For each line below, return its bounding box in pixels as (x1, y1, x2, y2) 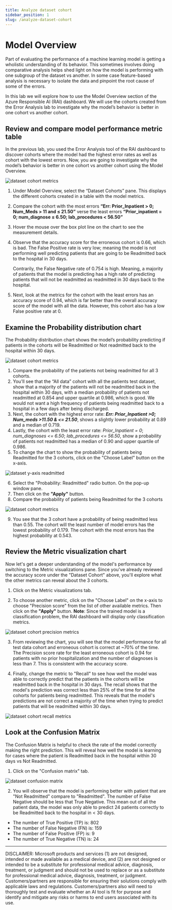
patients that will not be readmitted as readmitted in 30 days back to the (12, 276, 165, 282)
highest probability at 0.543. (12, 532, 73, 538)
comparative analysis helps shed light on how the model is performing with (5, 67, 164, 73)
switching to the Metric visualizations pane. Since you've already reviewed (5, 566, 163, 572)
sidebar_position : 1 (5, 12, 50, 17)
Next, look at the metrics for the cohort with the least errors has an (12, 292, 154, 298)
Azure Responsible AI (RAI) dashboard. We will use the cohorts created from (5, 98, 166, 105)
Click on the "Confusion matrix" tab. (12, 767, 89, 774)
